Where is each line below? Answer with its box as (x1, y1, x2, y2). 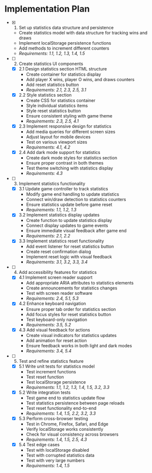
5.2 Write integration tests (18, 389, 71, 395)
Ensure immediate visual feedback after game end (26, 228, 127, 234)
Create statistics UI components (18, 61, 84, 67)
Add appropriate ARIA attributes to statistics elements (26, 280, 134, 286)
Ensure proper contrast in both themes (26, 160, 104, 166)
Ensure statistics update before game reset (26, 202, 113, 207)
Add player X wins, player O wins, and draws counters (26, 77, 135, 82)
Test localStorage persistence (26, 379, 86, 385)
